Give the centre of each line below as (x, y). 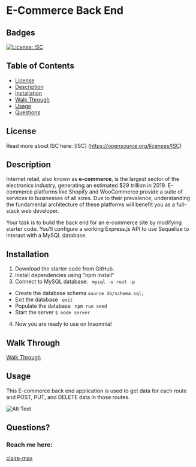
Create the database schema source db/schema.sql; (79, 293)
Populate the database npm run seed (61, 306)
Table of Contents (40, 66)
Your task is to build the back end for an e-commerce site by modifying (94, 222)
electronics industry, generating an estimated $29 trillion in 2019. (86, 185)
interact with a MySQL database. (46, 236)
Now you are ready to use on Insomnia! (63, 324)
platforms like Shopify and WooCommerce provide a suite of (108, 192)
